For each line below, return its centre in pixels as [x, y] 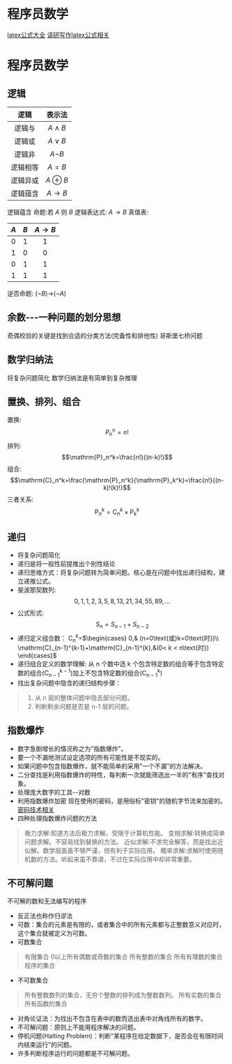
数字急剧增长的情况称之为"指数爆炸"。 [72, 749]
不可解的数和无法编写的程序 [47, 901]
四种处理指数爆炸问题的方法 [57, 818]
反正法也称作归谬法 [45, 916]
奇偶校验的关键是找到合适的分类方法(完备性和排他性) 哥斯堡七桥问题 [105, 336]
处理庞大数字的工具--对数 [54, 792]
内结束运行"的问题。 [46, 1045]
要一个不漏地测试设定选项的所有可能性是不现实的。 [91, 757]
